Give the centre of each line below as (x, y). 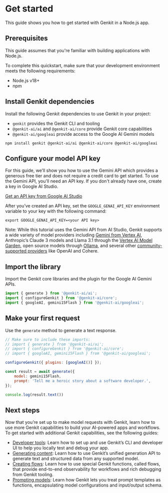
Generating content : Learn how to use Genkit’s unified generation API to (86, 453)
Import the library (33, 267)
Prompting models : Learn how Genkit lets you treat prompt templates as (86, 480)
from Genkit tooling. (33, 474)
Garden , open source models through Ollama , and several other (71, 245)
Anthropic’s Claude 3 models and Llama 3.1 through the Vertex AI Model (79, 240)
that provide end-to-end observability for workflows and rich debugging (87, 469)
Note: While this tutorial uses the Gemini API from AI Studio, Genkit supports (84, 230)
